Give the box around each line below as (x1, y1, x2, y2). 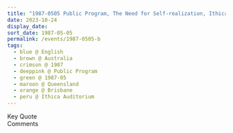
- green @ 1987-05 (13, 74, 67, 81)
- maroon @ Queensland (13, 81, 79, 88)
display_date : (7, 23, 49, 30)
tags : (7, 42, 23, 49)
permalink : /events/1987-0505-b (7, 36, 101, 43)
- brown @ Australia (13, 55, 73, 62)
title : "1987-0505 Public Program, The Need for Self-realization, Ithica (7, 10, 228, 17)
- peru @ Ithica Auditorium (13, 94, 95, 101)
